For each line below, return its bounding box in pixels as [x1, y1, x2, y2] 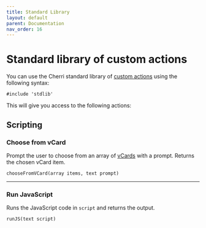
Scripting [6, 120, 43, 130]
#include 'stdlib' [6, 91, 53, 97]
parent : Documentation [6, 20, 64, 26]
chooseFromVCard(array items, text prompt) [6, 170, 120, 177]
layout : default [6, 15, 48, 21]
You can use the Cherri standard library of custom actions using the [6, 73, 178, 80]
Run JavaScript [6, 190, 53, 199]
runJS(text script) [6, 216, 56, 222]
